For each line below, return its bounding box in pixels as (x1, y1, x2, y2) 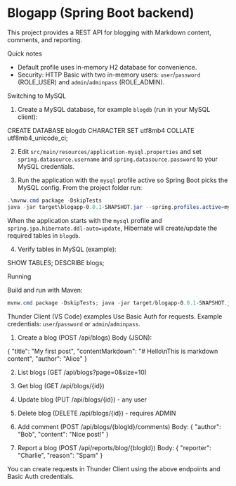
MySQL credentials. (17, 162, 75, 170)
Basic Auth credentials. (7, 472, 74, 480)
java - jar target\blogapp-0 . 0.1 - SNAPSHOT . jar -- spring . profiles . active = (7, 203, 225, 210)
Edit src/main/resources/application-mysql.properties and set (17, 147, 202, 155)
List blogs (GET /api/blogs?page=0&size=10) (17, 368, 147, 376)
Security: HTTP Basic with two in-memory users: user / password (17, 70, 201, 79)
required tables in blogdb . (7, 231, 81, 240)
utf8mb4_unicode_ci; (7, 134, 68, 142)
